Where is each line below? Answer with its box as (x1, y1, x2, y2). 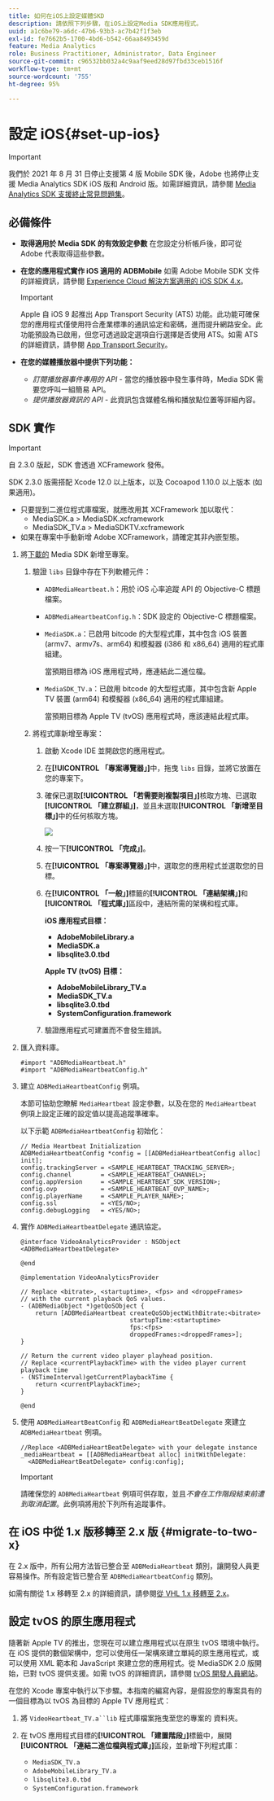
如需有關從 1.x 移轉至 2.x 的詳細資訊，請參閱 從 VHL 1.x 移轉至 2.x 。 (8, 1588, 234, 1598)
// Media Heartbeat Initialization (20, 1142, 141, 1150)
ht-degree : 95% (8, 80, 60, 88)
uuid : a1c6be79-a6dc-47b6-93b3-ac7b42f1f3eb (8, 27, 162, 35)
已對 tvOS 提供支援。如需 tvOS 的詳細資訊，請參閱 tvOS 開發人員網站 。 (22, 1668, 263, 1678)
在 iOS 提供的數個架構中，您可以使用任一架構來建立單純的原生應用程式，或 (8, 1648, 259, 1658)
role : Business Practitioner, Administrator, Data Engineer (8, 50, 217, 58)
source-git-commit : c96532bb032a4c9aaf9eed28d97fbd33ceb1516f (8, 58, 224, 66)
